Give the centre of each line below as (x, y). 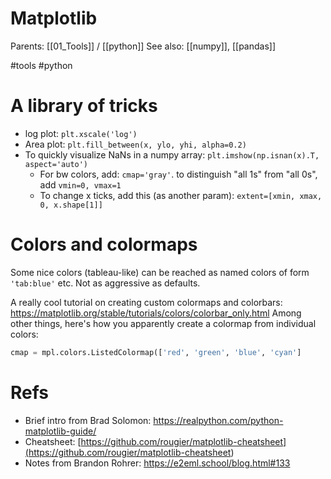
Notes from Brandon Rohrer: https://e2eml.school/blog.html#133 (157, 463)
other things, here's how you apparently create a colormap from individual (163, 323)
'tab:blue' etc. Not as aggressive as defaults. (105, 283)
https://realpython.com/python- (218, 420)
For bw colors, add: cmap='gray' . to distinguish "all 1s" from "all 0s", (178, 174)
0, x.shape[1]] (71, 205)
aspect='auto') (56, 164)
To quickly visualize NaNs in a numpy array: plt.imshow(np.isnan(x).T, (172, 154)
